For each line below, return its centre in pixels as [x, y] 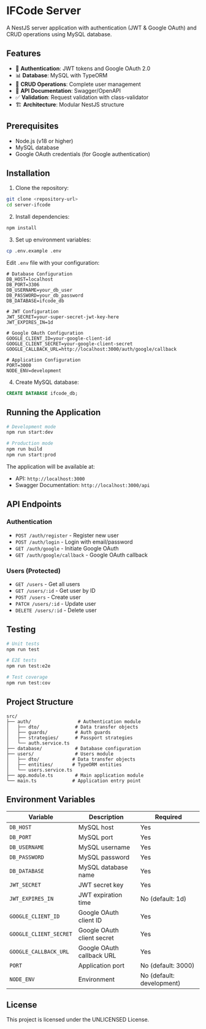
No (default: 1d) [163, 899]
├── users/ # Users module [60, 754]
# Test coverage [27, 677]
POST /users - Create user [48, 597]
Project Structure [40, 702]
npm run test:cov [29, 683]
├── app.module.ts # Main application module [75, 775]
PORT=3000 [19, 365]
